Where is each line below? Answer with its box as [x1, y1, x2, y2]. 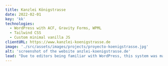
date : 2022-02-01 [5, 12, 41, 17]
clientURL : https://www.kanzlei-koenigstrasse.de [5, 40, 111, 45]
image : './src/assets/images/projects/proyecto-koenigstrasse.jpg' [5, 44, 149, 49]
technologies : [5, 21, 35, 26]
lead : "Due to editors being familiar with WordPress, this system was [5, 53, 157, 59]
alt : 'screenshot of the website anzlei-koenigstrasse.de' [5, 49, 131, 54]
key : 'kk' [5, 16, 26, 21]
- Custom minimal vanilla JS [9, 35, 70, 40]
